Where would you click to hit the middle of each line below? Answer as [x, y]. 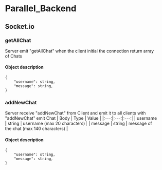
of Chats [14, 56]
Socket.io [20, 27]
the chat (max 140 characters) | [36, 129]
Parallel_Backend [41, 9]
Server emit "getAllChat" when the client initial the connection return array [80, 51]
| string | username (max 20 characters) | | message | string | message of [79, 123]
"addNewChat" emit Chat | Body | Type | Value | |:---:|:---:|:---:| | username [81, 118]
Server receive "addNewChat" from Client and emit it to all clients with [75, 113]
